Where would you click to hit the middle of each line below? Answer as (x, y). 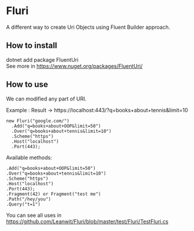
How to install (32, 46)
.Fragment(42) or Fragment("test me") (53, 194)
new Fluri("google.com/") (38, 121)
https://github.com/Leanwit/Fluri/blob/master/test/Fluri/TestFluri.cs (87, 221)
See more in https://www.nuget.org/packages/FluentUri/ (74, 66)
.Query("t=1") (24, 204)
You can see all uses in (34, 215)
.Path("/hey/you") (29, 199)
